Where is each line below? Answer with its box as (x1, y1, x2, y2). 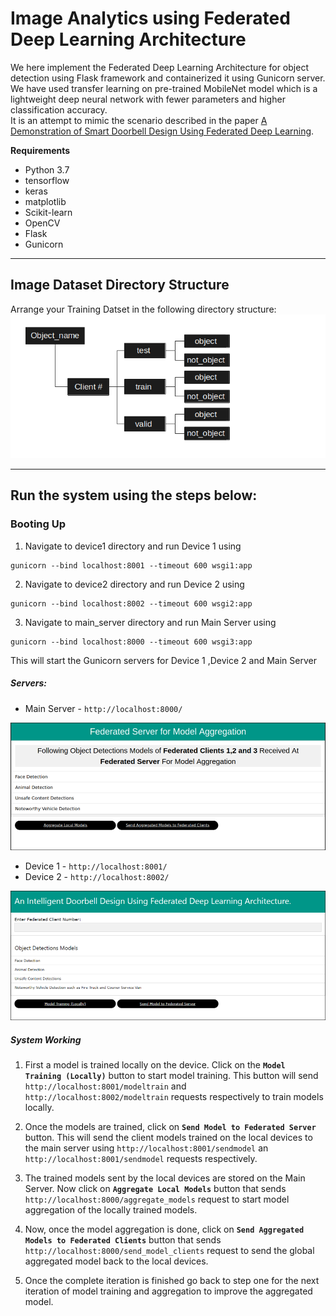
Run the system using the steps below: (10, 487, 258, 504)
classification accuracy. (10, 103, 108, 116)
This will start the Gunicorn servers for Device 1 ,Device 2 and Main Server (10, 654, 317, 666)
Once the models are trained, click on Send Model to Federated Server (24, 1121, 317, 1133)
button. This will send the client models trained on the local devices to (24, 1132, 313, 1144)
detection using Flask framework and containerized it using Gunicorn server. (10, 72, 326, 84)
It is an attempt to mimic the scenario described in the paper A (10, 114, 268, 126)
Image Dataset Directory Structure (10, 277, 230, 294)
